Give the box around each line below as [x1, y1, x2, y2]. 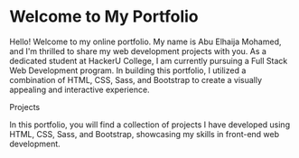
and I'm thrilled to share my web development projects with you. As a [9, 45, 266, 56]
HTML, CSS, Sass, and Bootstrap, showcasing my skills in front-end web [9, 128, 280, 139]
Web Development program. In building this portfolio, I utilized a [9, 65, 247, 76]
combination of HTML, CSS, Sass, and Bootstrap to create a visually [9, 74, 263, 85]
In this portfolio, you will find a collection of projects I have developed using [9, 119, 291, 130]
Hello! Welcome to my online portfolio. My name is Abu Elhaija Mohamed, [9, 36, 282, 47]
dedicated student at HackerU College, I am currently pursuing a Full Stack [9, 55, 288, 66]
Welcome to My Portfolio [9, 6, 199, 27]
